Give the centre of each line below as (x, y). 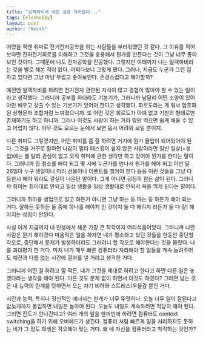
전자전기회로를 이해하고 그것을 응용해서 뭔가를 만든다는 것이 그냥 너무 (104, 55)
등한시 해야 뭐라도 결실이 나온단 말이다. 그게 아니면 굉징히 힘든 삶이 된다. (92, 179)
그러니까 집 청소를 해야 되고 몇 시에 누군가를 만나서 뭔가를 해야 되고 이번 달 (102, 164)
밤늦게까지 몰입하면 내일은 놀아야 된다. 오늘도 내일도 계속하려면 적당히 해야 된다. (101, 306)
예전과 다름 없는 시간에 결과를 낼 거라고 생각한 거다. (73, 258)
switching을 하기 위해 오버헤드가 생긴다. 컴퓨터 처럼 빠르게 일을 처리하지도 (94, 322)
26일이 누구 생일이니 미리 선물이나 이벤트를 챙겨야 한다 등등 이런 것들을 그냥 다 (99, 171)
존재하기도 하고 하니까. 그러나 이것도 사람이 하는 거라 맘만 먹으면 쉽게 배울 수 (97, 120)
